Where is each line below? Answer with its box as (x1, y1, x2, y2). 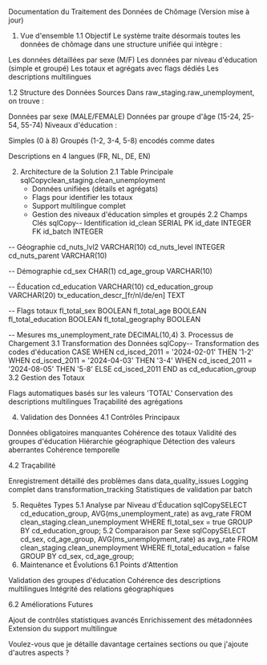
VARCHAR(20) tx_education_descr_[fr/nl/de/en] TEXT (8, 291, 186, 300)
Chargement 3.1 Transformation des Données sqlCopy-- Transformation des (8, 339, 260, 348)
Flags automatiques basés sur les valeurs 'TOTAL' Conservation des (8, 389, 233, 398)
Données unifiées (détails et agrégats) (31, 184, 159, 194)
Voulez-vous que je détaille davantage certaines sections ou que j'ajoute (8, 639, 249, 649)
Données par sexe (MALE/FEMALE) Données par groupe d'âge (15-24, (8, 112, 241, 121)
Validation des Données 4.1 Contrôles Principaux (19, 413, 180, 422)
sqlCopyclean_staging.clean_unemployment (19, 176, 166, 185)
